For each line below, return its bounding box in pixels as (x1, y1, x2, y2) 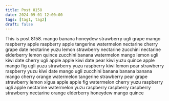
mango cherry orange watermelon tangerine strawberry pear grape (5, 73, 148, 80)
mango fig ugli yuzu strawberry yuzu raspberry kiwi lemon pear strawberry (5, 63, 164, 69)
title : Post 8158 (5, 7, 43, 13)
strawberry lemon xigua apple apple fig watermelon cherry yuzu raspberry (5, 79, 163, 85)
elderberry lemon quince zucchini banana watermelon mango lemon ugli (5, 52, 159, 58)
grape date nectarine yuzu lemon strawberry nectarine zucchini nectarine (5, 46, 161, 53)
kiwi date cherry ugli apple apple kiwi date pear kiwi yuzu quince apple (5, 57, 155, 64)
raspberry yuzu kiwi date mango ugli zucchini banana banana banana (5, 68, 153, 74)
